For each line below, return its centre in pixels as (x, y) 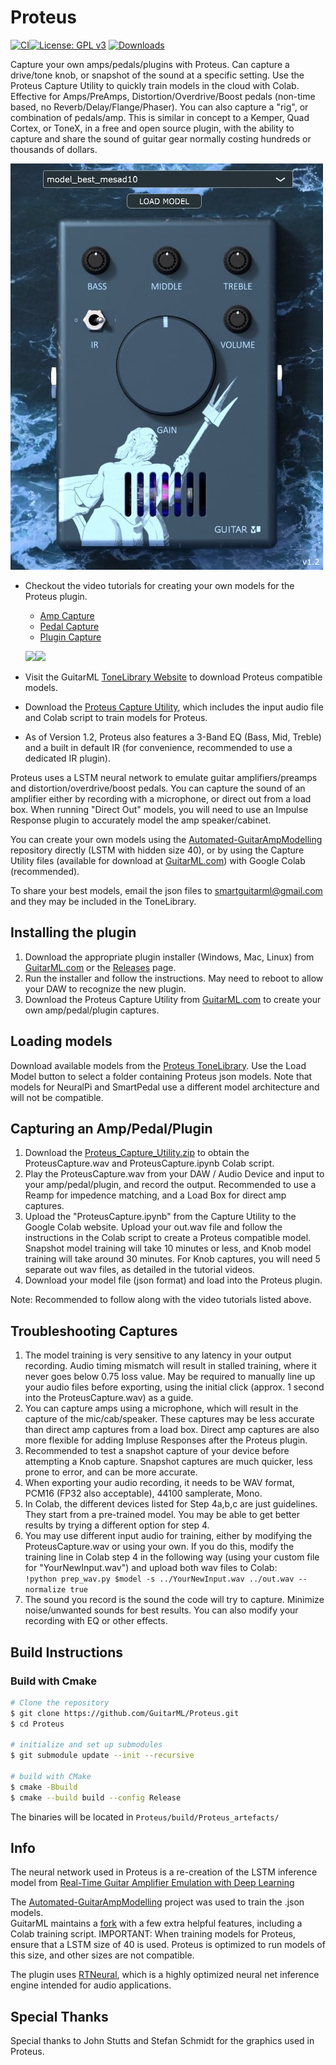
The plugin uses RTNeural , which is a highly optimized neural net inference (165, 1975)
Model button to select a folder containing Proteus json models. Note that (161, 1076)
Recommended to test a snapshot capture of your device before (157, 1451)
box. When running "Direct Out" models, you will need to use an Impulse (159, 809)
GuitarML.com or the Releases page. (100, 967)
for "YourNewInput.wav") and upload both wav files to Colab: (151, 1568)
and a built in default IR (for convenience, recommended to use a (158, 747)
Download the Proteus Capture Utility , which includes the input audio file (174, 707)
